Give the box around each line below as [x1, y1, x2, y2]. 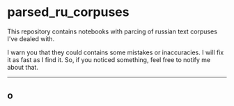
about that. [7, 63, 38, 71]
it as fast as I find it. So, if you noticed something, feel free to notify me [7, 55, 211, 63]
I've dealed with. [7, 34, 55, 43]
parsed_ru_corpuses [7, 4, 130, 20]
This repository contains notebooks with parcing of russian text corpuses [7, 27, 218, 36]
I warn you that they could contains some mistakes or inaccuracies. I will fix [7, 48, 224, 56]
